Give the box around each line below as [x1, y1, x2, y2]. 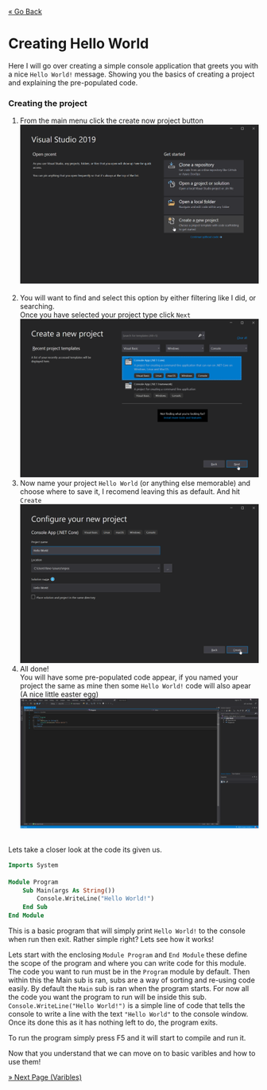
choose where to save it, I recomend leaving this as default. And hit [19, 487, 241, 496]
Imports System [8, 861, 59, 869]
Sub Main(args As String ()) [22, 886, 115, 895]
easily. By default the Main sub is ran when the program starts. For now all [8, 984, 250, 994]
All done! [19, 664, 49, 673]
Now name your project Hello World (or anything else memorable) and [19, 478, 251, 488]
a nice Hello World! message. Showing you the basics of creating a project [8, 69, 255, 79]
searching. [19, 301, 55, 311]
